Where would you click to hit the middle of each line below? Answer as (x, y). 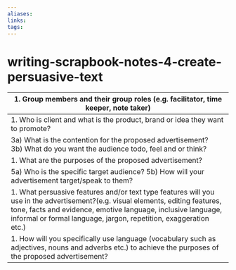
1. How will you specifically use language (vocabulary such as (113, 239)
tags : (15, 27)
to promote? (31, 129)
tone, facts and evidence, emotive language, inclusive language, (117, 210)
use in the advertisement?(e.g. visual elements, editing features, (116, 201)
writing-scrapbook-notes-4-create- (115, 62)
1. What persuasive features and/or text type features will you (113, 192)
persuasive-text (55, 76)
